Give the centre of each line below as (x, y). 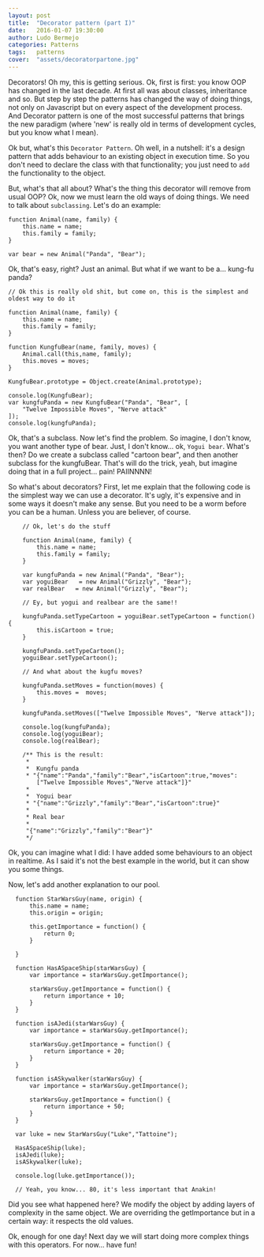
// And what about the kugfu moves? (83, 672)
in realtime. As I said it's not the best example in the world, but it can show (129, 861)
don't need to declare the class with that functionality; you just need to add (129, 164)
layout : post (30, 15)
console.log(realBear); (61, 741)
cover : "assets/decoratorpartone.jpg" (74, 60)
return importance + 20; (84, 1051)
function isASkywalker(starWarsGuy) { (79, 1079)
